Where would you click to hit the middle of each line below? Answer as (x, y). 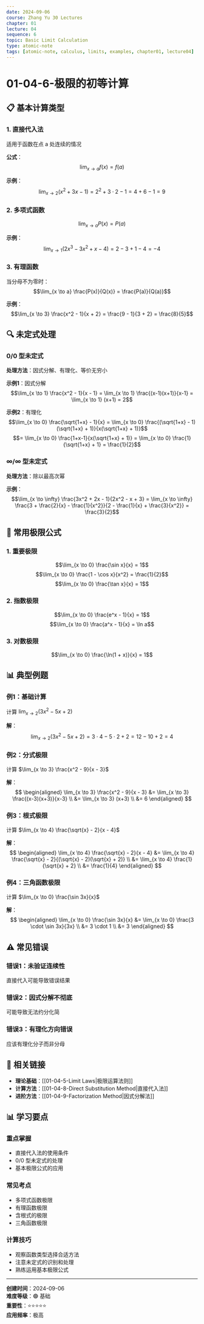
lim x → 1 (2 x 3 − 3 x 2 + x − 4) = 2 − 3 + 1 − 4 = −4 (102, 249)
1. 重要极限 (22, 551)
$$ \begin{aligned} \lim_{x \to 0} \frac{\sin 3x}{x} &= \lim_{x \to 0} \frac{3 (102, 920)
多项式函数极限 (34, 1200)
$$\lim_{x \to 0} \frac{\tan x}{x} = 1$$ (102, 584)
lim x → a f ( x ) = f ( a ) (102, 167)
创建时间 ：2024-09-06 (36, 1288)
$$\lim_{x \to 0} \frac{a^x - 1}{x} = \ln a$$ (102, 624)
